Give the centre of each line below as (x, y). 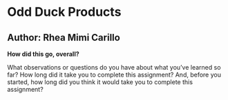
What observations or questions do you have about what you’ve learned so (114, 67)
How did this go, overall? (43, 54)
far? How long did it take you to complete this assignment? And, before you (114, 74)
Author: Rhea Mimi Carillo (64, 38)
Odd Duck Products (64, 12)
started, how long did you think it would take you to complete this (100, 82)
